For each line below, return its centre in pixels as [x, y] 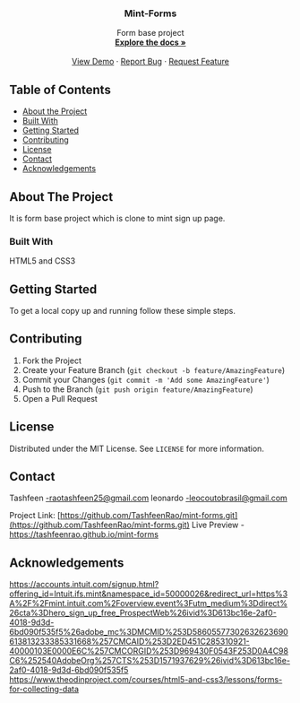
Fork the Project [52, 360]
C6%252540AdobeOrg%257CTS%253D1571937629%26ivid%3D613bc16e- [150, 661]
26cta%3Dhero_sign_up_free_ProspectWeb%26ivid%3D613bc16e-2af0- [143, 613]
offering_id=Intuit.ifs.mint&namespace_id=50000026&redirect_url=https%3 [149, 594]
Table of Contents [60, 89]
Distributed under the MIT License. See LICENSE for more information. [137, 448]
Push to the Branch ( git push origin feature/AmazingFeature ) [137, 389]
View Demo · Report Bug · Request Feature [150, 62]
